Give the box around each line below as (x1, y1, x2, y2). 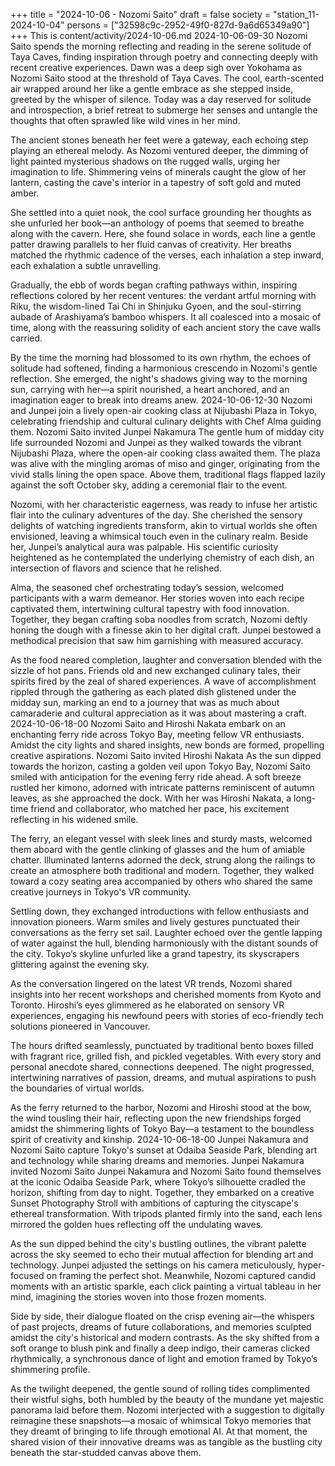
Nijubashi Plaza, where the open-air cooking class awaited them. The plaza (10, 447, 321, 459)
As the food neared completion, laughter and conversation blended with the (10, 654, 323, 666)
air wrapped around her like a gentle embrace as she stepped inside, (10, 83, 294, 94)
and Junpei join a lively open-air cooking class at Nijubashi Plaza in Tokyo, (10, 405, 318, 416)
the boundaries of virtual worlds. (10, 1082, 145, 1094)
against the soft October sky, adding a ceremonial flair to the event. (10, 479, 288, 491)
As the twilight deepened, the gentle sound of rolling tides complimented (10, 1383, 311, 1394)
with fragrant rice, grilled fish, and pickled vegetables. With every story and (10, 1050, 322, 1062)
